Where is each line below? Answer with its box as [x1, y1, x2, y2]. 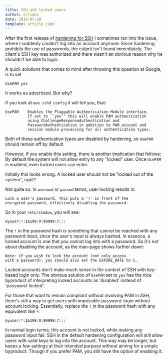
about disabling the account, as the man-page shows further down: [5, 244, 144, 250]
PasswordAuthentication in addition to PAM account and [27, 123, 146, 128]
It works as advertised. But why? [5, 90, 72, 96]
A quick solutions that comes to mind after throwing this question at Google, [5, 66, 161, 72]
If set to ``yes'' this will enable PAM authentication [27, 114, 146, 119]
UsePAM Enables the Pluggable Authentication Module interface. [5, 109, 149, 114]
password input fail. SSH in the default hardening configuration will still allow [5, 332, 163, 338]
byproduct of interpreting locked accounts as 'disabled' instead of [5, 277, 141, 284]
